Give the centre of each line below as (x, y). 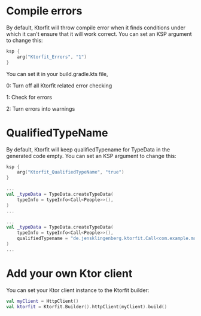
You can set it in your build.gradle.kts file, (57, 74)
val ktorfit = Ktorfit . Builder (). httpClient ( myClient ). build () (87, 306)
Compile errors (44, 11)
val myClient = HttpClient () (42, 301)
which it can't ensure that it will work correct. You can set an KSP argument (99, 34)
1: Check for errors (29, 97)
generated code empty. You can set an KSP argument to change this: (91, 156)
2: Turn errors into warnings (41, 108)
